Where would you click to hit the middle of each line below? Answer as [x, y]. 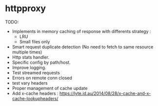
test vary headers [30, 83]
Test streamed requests [36, 72]
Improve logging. [29, 67]
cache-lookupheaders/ [35, 98]
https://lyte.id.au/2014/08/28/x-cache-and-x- [105, 93]
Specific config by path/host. [41, 62]
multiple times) [27, 52]
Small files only [35, 41]
